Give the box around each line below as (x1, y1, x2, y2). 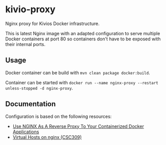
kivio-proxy (5, 4, 56, 15)
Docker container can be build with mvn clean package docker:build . (5, 69, 150, 76)
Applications (12, 129, 39, 135)
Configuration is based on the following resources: (5, 113, 112, 119)
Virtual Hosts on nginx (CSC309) (12, 134, 82, 140)
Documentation (5, 100, 56, 108)
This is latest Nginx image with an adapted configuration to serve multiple (5, 30, 160, 36)
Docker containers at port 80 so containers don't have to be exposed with (5, 36, 161, 42)
